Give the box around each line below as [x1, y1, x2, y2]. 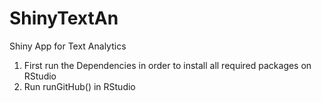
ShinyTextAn [9, 7, 119, 30]
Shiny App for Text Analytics [9, 40, 127, 52]
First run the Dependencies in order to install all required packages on [23, 59, 312, 71]
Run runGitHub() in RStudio [23, 80, 136, 92]
